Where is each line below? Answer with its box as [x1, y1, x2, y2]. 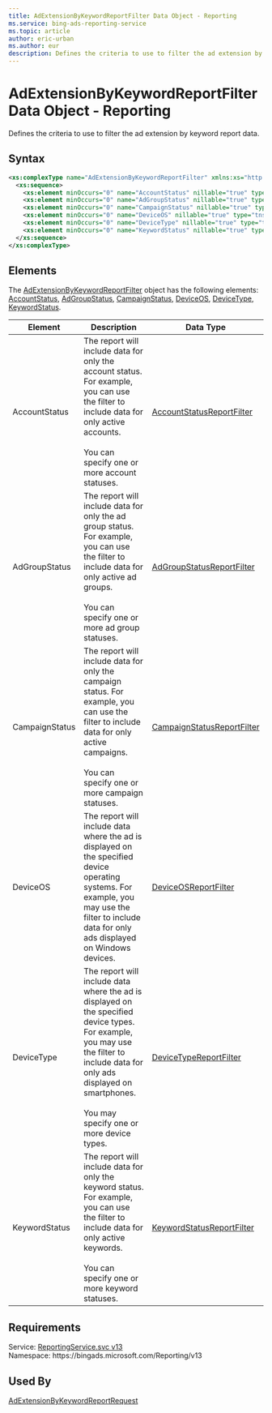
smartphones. [83, 1087, 136, 1098]
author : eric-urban [8, 34, 74, 43]
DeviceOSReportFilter [151, 881, 235, 893]
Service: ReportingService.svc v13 [8, 1342, 123, 1352]
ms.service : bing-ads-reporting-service [8, 19, 147, 28]
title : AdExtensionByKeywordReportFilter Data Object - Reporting [8, 11, 237, 20]
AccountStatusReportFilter [151, 406, 253, 417]
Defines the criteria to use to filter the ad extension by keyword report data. [8, 128, 260, 138]
